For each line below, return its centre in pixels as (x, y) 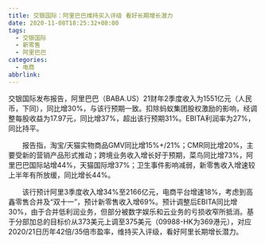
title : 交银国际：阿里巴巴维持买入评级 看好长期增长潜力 (91, 15)
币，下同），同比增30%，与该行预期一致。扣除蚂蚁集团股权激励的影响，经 (129, 108)
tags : (17, 30)
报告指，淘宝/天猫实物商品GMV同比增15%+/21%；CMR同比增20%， (134, 145)
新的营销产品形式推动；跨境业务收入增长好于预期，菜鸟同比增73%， (134, 155)
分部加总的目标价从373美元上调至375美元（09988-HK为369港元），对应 (133, 221)
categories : (28, 60)
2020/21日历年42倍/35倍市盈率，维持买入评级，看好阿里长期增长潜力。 (126, 231)
